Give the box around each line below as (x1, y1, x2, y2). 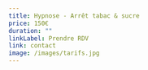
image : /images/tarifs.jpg (8, 49, 100, 57)
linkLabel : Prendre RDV (8, 34, 89, 43)
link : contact (8, 42, 57, 50)
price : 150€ (8, 19, 49, 27)
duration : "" (8, 27, 53, 35)
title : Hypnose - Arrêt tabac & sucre (8, 11, 140, 20)
